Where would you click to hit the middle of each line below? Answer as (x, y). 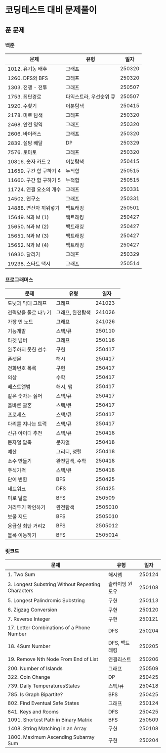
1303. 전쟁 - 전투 (27, 87)
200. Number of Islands (35, 668)
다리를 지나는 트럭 (27, 424)
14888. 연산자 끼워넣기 (34, 208)
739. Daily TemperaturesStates (44, 686)
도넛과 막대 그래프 (27, 303)
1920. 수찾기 (22, 106)
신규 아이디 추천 (25, 433)
